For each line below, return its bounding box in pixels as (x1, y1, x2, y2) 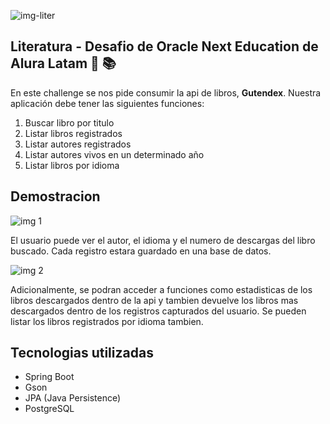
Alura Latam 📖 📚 (10, 55, 117, 72)
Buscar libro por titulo (24, 116, 115, 129)
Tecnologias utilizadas (10, 345, 154, 362)
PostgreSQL (24, 403, 75, 415)
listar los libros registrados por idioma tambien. (10, 315, 204, 327)
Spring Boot (24, 371, 75, 383)
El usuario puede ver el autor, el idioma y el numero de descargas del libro (10, 234, 316, 246)
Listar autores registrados (24, 138, 132, 150)
